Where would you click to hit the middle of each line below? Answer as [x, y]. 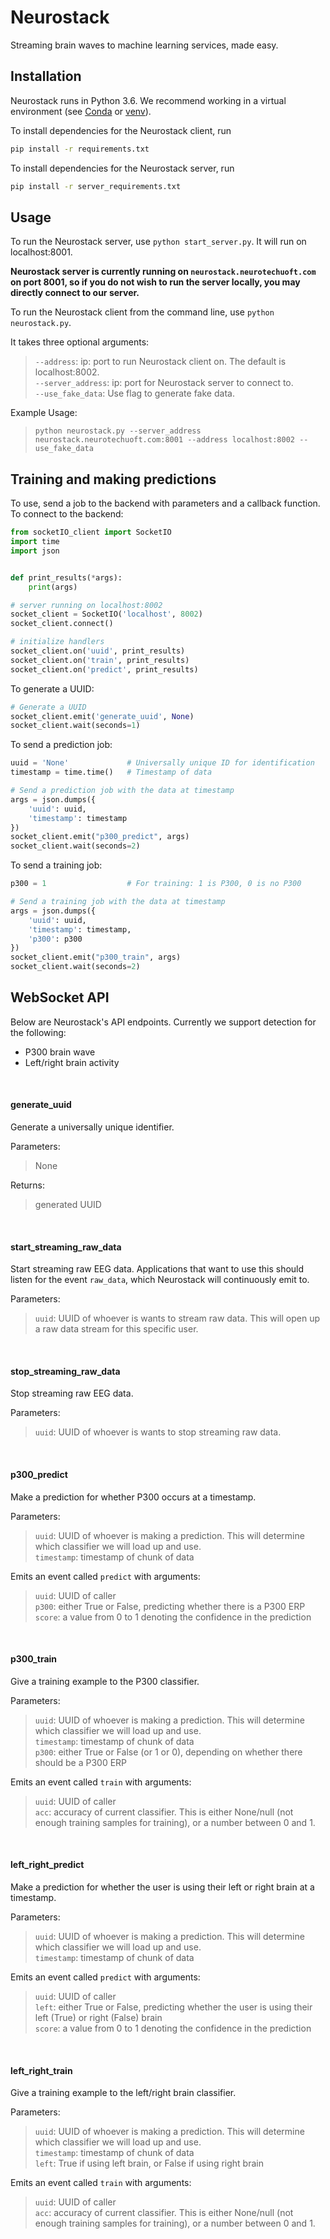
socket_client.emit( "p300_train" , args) [96, 957]
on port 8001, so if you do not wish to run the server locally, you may [155, 282]
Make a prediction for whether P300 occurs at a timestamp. [133, 1497]
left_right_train [41, 2070]
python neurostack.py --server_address [118, 431]
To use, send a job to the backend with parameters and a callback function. [165, 503]
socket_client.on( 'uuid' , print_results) [98, 651]
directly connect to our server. [75, 293]
